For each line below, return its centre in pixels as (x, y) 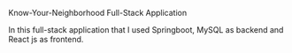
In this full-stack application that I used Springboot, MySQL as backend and (146, 30)
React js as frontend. (46, 39)
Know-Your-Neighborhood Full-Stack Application (98, 13)
